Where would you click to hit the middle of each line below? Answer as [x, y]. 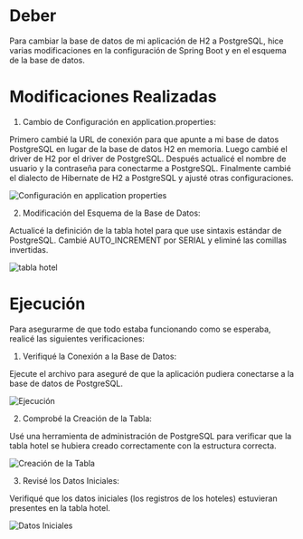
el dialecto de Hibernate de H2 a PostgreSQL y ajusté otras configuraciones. [151, 178]
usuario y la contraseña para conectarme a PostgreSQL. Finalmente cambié [150, 168]
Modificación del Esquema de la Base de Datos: [111, 213]
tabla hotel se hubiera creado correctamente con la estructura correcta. [143, 446]
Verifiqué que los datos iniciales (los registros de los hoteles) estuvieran [143, 498]
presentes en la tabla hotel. [60, 507]
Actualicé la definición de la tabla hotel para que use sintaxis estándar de [146, 230]
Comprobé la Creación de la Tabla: [87, 419]
